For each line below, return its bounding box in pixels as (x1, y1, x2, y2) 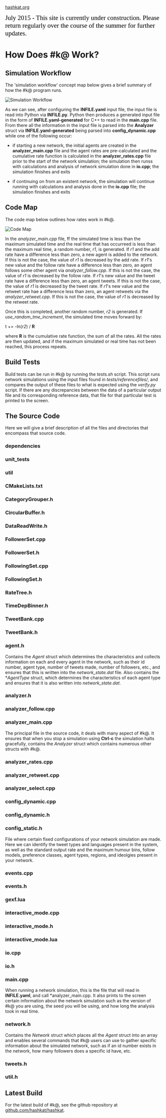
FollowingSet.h (5, 575, 42, 582)
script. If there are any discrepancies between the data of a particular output (5, 387, 162, 393)
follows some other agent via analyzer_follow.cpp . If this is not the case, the (5, 267, 160, 273)
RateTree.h (5, 589, 32, 596)
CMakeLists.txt (5, 483, 43, 490)
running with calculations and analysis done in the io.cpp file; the (12, 184, 146, 189)
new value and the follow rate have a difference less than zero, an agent (5, 262, 153, 268)
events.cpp (5, 870, 33, 876)
